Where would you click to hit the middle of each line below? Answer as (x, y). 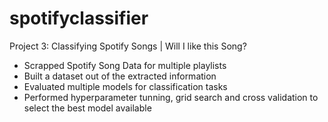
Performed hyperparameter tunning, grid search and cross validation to (171, 97)
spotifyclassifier (79, 18)
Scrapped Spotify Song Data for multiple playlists (125, 65)
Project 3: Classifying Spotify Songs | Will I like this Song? (128, 46)
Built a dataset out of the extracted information (120, 76)
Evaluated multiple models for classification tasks (125, 86)
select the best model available (87, 108)
